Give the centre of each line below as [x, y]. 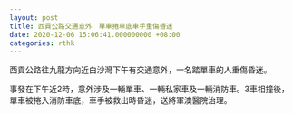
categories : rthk [42, 43]
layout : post [34, 18]
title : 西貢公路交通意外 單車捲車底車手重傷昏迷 [91, 26]
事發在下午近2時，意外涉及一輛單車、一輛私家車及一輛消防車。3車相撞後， [150, 89]
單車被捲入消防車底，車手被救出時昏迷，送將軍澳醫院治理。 [121, 100]
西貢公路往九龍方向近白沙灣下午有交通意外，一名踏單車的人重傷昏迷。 [141, 70]
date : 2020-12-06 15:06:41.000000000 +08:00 [95, 34]
